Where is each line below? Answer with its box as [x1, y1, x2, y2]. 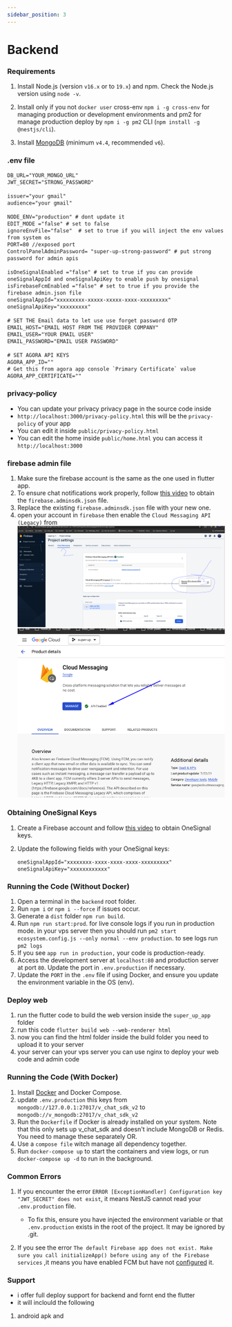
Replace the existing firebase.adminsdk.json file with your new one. [17, 503, 211, 512]
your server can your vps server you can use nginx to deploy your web [17, 1048, 219, 1056]
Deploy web [7, 996, 48, 1005]
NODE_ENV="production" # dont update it [7, 214, 126, 221]
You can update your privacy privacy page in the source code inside [17, 405, 212, 413]
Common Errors [7, 1171, 61, 1181]
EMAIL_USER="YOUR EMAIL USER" [7, 331, 95, 338]
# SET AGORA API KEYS [7, 352, 70, 359]
